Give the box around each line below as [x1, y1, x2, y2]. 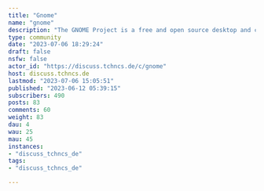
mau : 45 [8, 135, 34, 143]
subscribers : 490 [8, 92, 65, 99]
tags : [8, 157, 26, 165]
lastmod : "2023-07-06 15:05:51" [8, 77, 114, 85]
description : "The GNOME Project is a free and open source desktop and [8, 26, 251, 34]
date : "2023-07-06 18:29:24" [8, 41, 104, 49]
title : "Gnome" [8, 11, 58, 20]
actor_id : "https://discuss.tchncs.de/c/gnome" [8, 63, 167, 70]
